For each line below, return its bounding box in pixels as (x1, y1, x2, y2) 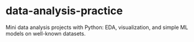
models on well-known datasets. (5, 30, 86, 37)
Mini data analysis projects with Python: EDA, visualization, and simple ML (5, 24, 189, 31)
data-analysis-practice (5, 4, 123, 18)
